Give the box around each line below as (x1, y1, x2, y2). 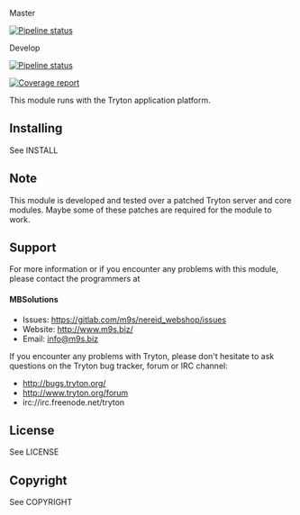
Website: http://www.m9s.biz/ (22, 323, 133, 334)
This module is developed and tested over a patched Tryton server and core (9, 194, 292, 205)
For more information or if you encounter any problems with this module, (9, 264, 279, 275)
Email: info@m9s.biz (22, 333, 99, 344)
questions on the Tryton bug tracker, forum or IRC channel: (9, 360, 228, 371)
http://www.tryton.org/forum (22, 387, 129, 398)
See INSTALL (9, 144, 59, 156)
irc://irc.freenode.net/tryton (22, 396, 125, 408)
